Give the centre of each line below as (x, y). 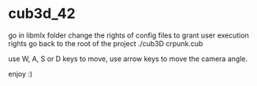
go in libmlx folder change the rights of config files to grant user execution (129, 35)
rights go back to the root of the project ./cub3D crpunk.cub (106, 43)
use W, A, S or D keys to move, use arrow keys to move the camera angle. (128, 59)
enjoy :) (20, 73)
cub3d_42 (42, 14)
